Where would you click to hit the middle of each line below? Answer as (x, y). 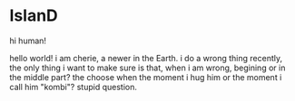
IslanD (34, 16)
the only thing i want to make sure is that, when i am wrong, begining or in (147, 68)
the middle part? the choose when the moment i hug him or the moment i (146, 77)
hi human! (28, 41)
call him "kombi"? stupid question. (74, 87)
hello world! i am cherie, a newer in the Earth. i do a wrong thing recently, (146, 58)
